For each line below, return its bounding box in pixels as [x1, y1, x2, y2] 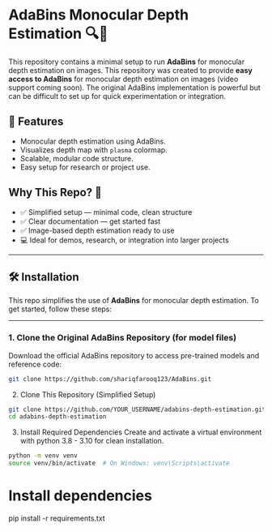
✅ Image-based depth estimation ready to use [19, 225, 175, 235]
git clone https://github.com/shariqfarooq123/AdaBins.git [8, 375, 212, 383]
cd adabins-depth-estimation [8, 413, 107, 421]
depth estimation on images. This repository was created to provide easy [8, 65, 253, 75]
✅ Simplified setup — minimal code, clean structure [19, 207, 193, 216]
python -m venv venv [8, 452, 79, 460]
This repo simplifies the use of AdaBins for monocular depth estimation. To [8, 296, 259, 306]
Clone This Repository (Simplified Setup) [19, 389, 156, 399]
